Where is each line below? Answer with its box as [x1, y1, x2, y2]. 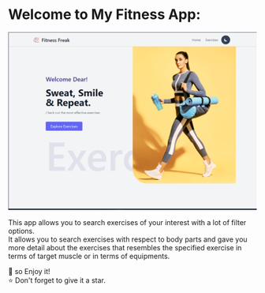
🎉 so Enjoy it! [8, 266, 50, 276]
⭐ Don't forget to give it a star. [8, 275, 106, 285]
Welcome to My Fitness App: [8, 6, 201, 24]
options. [8, 226, 35, 235]
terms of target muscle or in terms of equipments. [8, 251, 170, 261]
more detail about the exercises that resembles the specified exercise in [8, 242, 242, 252]
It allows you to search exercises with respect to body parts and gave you [8, 235, 248, 244]
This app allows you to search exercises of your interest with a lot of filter [8, 217, 247, 227]
